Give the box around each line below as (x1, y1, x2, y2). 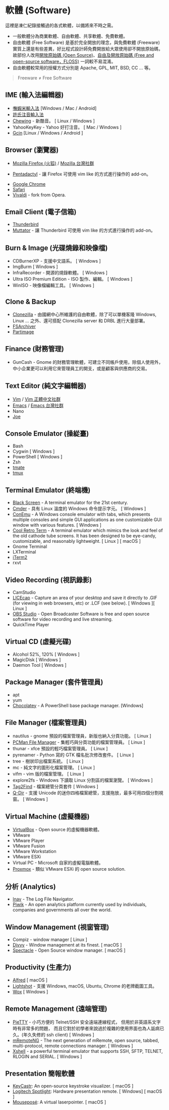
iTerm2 (12, 554, 28, 561)
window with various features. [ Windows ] (12, 522, 102, 528)
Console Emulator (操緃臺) (5, 430, 89, 438)
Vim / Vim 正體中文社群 (12, 396, 61, 402)
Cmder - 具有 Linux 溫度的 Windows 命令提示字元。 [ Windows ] (12, 505, 146, 511)
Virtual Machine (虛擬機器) (5, 812, 90, 821)
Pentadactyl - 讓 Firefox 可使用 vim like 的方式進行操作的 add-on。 (12, 170, 151, 177)
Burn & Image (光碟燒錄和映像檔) (5, 243, 108, 252)
